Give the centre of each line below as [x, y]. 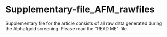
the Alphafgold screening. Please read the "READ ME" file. [67, 28]
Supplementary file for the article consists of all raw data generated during [84, 23]
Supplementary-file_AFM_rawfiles [80, 9]
